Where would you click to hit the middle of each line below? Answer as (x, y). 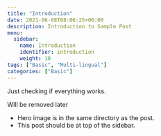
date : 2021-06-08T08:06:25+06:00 (56, 20)
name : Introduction (48, 46)
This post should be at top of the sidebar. (76, 125)
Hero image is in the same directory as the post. (86, 117)
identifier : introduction (57, 52)
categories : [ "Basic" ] (40, 71)
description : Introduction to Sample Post (69, 26)
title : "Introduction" (40, 13)
